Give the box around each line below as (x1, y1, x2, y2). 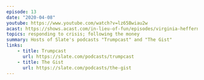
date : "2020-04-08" (6, 14, 56, 20)
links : (6, 43, 23, 49)
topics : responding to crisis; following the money (6, 31, 140, 37)
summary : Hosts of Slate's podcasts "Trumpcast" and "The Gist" (6, 37, 172, 43)
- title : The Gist (17, 59, 64, 65)
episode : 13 (6, 8, 36, 15)
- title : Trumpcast (17, 48, 67, 54)
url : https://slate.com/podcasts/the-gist (22, 64, 132, 71)
